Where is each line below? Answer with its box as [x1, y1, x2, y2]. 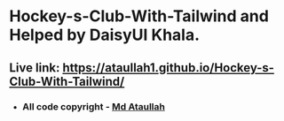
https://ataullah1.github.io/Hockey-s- [61, 60, 275, 75]
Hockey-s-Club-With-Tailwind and [9, 6, 269, 26]
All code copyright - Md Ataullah [21, 100, 166, 112]
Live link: [9, 60, 60, 75]
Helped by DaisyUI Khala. [9, 25, 201, 45]
